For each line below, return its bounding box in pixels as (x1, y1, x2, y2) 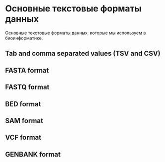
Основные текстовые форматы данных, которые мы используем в (5, 30, 146, 36)
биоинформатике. (5, 35, 43, 41)
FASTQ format (5, 83, 50, 91)
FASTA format (5, 66, 49, 75)
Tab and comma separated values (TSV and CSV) (5, 49, 161, 58)
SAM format (5, 117, 44, 125)
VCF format (5, 133, 42, 142)
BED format (5, 100, 41, 108)
